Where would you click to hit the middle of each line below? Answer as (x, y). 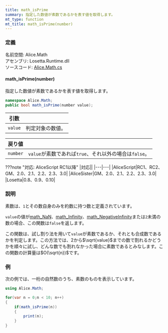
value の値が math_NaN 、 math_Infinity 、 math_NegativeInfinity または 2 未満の (83, 216)
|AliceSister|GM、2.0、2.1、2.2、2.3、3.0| (113, 173)
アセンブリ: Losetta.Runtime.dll (37, 61)
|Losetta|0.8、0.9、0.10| (30, 180)
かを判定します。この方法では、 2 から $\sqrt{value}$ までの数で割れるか (79, 240)
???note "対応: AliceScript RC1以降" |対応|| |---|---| (58, 167)
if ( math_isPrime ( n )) (36, 307)
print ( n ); (33, 316)
